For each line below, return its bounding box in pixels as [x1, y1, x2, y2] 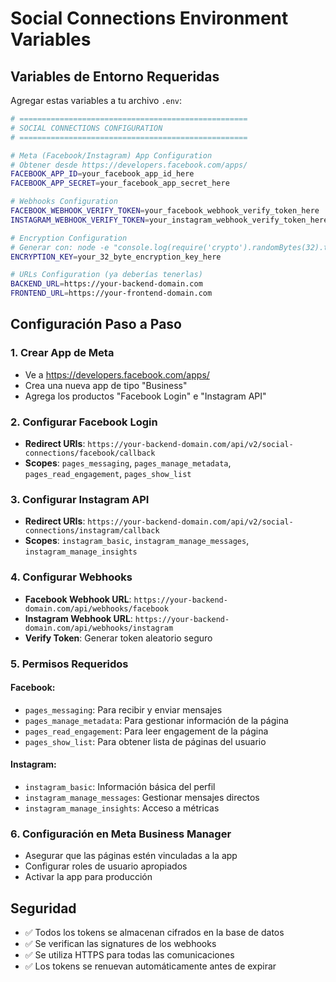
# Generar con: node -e [10, 242, 110, 252]
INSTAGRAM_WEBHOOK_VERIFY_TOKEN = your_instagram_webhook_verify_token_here [10, 215, 329, 225]
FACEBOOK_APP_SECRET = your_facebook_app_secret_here [10, 178, 230, 189]
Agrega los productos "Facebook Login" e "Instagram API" [24, 390, 267, 402]
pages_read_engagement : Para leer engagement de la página [24, 725, 269, 737]
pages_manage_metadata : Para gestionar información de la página [24, 714, 289, 726]
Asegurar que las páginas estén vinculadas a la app [24, 850, 238, 862]
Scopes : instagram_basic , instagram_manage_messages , [24, 535, 250, 547]
